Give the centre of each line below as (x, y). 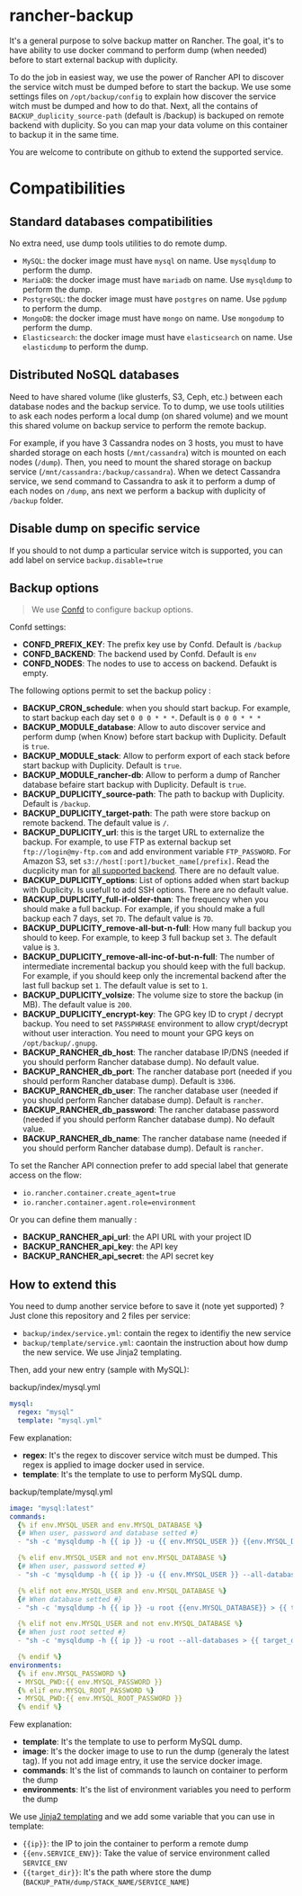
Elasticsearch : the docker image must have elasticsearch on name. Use (157, 337)
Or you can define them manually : (73, 1220)
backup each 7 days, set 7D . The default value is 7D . (118, 918)
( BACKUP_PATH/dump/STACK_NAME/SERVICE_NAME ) (106, 1882)
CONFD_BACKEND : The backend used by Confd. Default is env (139, 655)
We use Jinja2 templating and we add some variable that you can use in (142, 1817)
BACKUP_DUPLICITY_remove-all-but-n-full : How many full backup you (157, 928)
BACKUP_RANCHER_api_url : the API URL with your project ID (137, 1237)
